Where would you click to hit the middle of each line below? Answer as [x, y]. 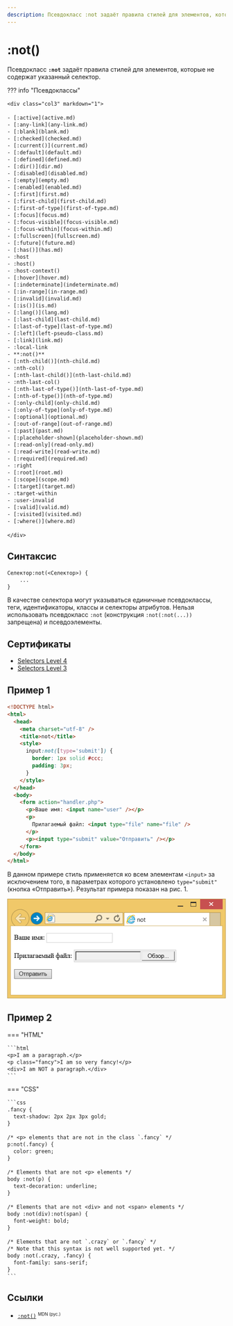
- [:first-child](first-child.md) [57, 201]
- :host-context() [34, 271]
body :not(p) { [29, 1179]
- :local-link [28, 347]
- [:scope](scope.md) [38, 479]
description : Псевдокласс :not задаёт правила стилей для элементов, [110, 15]
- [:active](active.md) [42, 118]
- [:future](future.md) [42, 243]
